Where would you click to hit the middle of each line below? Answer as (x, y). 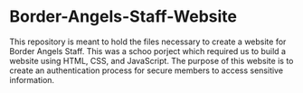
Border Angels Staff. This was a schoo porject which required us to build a (148, 51)
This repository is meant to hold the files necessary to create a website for (148, 42)
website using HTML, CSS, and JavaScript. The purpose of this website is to (151, 60)
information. (32, 79)
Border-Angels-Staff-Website (123, 17)
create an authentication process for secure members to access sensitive (146, 70)
